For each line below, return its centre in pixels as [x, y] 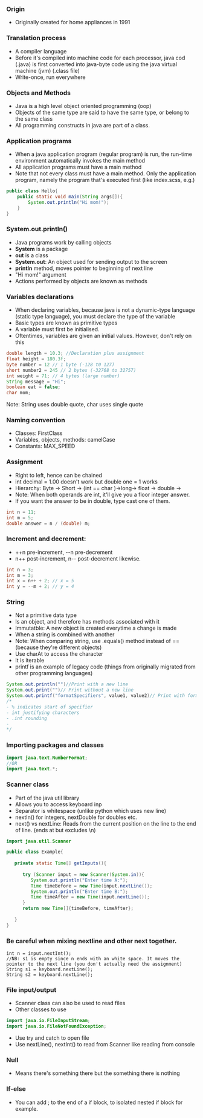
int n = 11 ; [21, 512]
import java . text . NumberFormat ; [47, 758]
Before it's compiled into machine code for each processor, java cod [100, 58]
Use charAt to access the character [59, 654]
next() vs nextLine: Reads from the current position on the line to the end [105, 823]
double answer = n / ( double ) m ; [48, 524]
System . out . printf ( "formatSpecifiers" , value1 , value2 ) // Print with [96, 696]
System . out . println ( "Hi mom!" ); [69, 202]
